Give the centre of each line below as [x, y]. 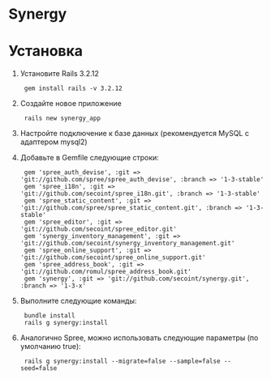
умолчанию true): [50, 347]
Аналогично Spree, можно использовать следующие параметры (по [139, 338]
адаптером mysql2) [54, 142]
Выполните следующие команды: [78, 301]
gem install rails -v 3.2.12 [73, 89]
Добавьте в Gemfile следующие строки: [90, 158]
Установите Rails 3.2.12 [59, 74]
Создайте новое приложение [71, 104]
